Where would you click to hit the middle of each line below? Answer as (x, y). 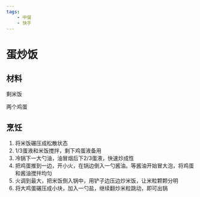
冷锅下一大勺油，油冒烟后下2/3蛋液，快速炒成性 (74, 158)
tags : (13, 12)
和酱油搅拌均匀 (33, 173)
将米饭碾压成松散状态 (41, 143)
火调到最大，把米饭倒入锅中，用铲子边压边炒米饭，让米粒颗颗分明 (96, 181)
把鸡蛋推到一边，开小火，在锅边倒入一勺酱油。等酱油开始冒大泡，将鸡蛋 (104, 166)
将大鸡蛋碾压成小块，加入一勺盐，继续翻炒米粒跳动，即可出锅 (91, 188)
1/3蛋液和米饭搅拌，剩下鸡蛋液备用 (58, 151)
